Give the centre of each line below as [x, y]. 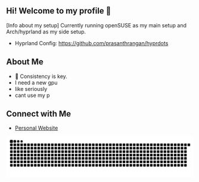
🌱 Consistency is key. [41, 76]
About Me [25, 62]
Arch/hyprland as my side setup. [46, 32]
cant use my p [32, 95]
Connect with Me [39, 114]
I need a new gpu [36, 82]
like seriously [31, 89]
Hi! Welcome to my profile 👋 [59, 11]
